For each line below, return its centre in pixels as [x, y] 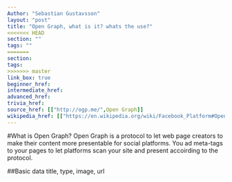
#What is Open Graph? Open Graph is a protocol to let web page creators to [115, 136]
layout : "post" [29, 20]
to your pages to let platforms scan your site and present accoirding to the [113, 150]
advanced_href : [29, 97]
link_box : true [29, 78]
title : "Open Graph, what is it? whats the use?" [80, 26]
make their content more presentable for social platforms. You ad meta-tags [115, 143]
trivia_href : [26, 103]
